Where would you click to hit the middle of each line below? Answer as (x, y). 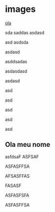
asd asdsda (17, 42)
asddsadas (16, 61)
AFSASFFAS (17, 176)
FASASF (13, 186)
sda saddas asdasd (25, 32)
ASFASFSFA (17, 195)
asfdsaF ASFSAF (22, 157)
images (20, 9)
